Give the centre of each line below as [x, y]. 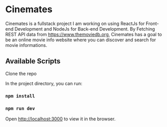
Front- [152, 23]
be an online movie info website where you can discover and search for [81, 40]
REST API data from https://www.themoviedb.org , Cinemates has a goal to [84, 34]
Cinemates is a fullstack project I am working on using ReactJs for [75, 23]
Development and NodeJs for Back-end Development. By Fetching [85, 29]
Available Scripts [33, 61]
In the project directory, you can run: [44, 83]
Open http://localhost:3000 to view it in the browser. [60, 119]
